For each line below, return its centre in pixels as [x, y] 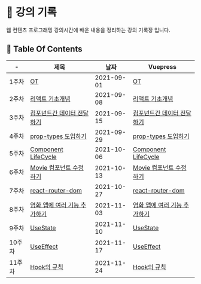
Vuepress [162, 66]
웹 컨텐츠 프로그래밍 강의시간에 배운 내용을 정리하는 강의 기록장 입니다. [88, 30]
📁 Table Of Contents [44, 49]
